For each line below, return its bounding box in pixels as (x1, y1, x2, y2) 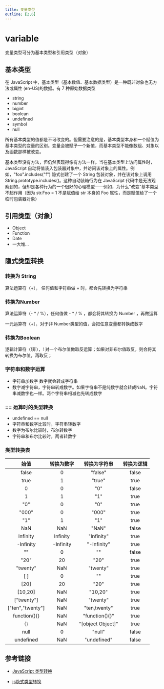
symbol (12, 121, 27, 127)
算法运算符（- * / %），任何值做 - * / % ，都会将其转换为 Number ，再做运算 (5, 311, 158, 317)
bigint (12, 106, 24, 112)
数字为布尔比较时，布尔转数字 (12, 427, 72, 433)
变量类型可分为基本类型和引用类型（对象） (5, 49, 91, 55)
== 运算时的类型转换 (5, 404, 53, 411)
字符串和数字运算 (5, 366, 45, 373)
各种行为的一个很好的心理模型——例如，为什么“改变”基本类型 (35, 184, 159, 190)
